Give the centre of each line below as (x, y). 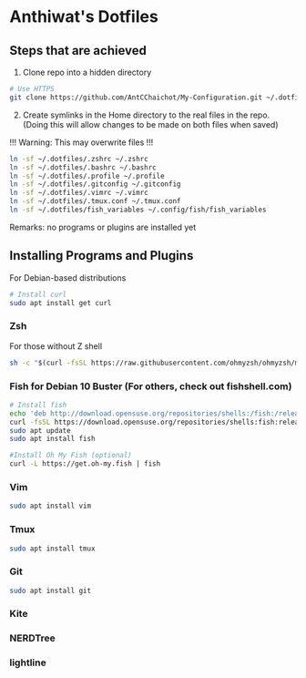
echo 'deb (28, 413)
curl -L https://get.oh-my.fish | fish (85, 464)
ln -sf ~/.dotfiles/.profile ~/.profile (87, 176)
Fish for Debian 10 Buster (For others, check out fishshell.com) (151, 386)
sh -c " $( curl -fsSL (49, 363)
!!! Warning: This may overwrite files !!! (82, 142)
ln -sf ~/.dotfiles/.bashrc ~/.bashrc (83, 167)
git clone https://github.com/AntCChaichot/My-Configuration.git (136, 98)
